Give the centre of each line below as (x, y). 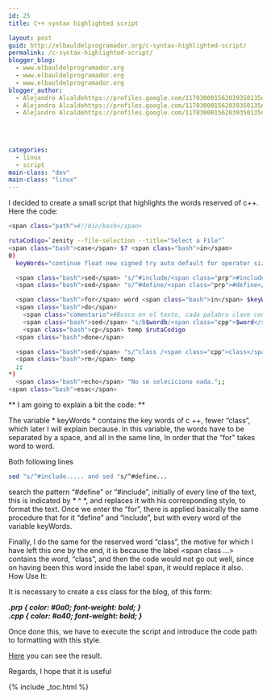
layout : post (30, 38)
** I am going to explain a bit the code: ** (77, 405)
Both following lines (41, 461)
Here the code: (33, 211)
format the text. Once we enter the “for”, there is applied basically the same (134, 509)
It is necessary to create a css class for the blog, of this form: (110, 591)
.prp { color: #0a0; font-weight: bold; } (75, 607)
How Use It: (28, 576)
